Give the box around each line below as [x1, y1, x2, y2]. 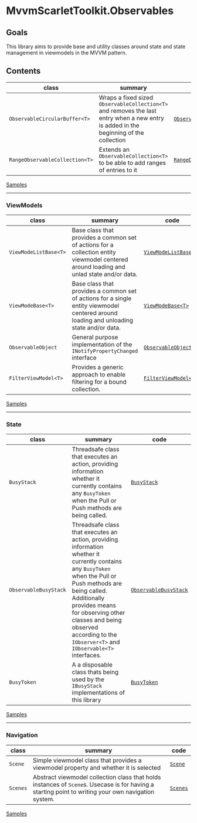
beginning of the [98, 128, 145, 137]
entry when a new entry [98, 114, 164, 122]
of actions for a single [72, 294, 132, 302]
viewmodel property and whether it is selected [33, 763, 161, 771]
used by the [72, 675, 104, 683]
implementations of [72, 689, 125, 697]
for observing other [72, 608, 125, 617]
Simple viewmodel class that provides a [33, 756, 142, 764]
